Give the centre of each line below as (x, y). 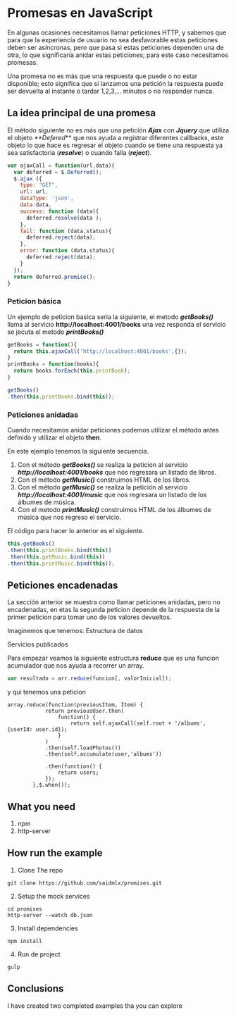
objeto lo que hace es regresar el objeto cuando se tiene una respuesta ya (115, 145)
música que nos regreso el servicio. (69, 517)
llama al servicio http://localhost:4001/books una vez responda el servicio (117, 324)
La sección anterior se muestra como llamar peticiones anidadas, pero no (114, 602)
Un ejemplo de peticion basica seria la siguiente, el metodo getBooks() (110, 317)
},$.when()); (52, 785)
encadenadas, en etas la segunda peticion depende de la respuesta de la (114, 610)
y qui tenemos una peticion (47, 692)
